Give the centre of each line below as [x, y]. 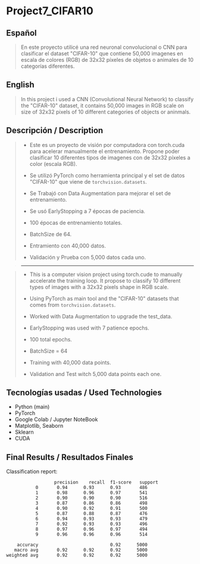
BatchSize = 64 [49, 351]
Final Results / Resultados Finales [70, 457]
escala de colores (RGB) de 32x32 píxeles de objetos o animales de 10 [107, 60]
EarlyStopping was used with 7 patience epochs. [90, 328]
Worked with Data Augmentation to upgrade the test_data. [101, 316]
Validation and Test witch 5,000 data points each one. [96, 374]
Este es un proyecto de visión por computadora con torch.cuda [107, 145]
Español [21, 33]
